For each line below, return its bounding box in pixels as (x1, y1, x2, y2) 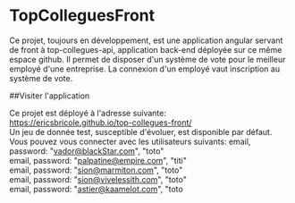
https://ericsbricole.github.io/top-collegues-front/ (9, 117, 192, 128)
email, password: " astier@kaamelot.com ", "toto (9, 183, 183, 194)
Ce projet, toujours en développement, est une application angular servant (9, 35, 283, 46)
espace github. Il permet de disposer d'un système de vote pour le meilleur (9, 54, 286, 64)
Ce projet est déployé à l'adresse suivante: (9, 107, 167, 118)
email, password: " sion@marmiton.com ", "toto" (9, 165, 183, 175)
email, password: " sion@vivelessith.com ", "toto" (9, 173, 188, 184)
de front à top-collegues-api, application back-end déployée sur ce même (9, 44, 282, 55)
